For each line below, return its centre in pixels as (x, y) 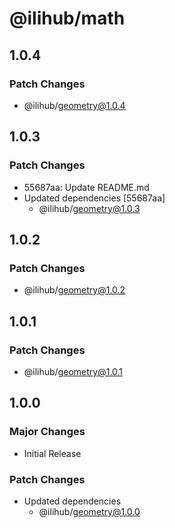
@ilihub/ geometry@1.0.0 (89, 511)
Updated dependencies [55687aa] (94, 198)
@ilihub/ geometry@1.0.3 (89, 208)
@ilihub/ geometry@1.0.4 (74, 105)
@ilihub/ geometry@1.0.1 (73, 371)
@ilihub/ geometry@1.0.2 (74, 290)
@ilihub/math (67, 18)
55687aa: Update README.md (86, 187)
